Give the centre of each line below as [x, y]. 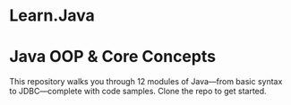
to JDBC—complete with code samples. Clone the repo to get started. [138, 92]
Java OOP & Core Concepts [113, 57]
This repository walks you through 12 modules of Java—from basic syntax [146, 82]
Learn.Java [52, 16]
